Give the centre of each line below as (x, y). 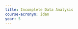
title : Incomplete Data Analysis (39, 10)
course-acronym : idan (27, 14)
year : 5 (13, 19)
